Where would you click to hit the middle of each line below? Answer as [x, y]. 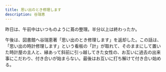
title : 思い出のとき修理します [33, 10]
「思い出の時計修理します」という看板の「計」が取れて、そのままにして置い [83, 46]
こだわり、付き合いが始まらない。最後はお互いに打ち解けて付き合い [83, 58]
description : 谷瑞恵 [25, 14]
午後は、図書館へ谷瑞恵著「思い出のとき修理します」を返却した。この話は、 [83, 40]
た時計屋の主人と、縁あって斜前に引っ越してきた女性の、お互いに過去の [79, 52]
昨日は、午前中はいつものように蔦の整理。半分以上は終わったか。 [72, 29]
